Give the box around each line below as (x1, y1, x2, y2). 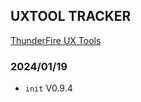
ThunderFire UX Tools (10, 34, 102, 46)
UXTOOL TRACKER (10, 8, 132, 25)
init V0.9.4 (24, 82, 73, 94)
